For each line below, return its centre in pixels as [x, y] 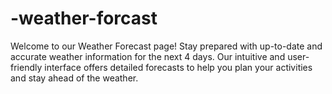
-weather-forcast [84, 18]
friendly [26, 67]
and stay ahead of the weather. [74, 78]
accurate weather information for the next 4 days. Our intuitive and [148, 56]
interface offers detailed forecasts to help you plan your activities [178, 67]
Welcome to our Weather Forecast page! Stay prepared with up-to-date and [166, 46]
